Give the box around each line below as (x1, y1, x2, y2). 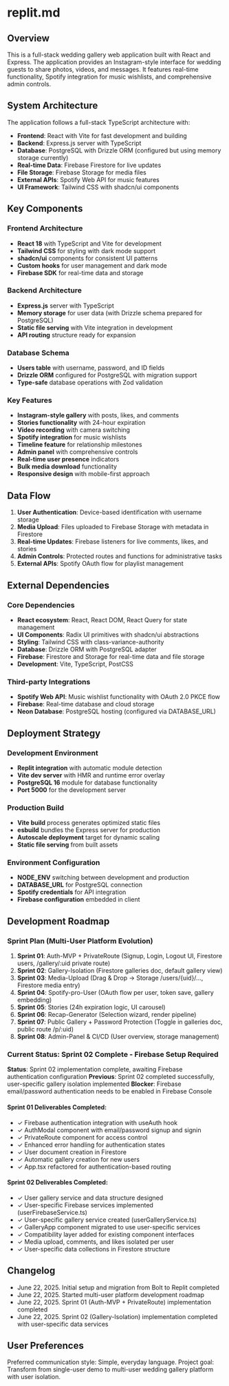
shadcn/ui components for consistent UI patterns (17, 254, 158, 262)
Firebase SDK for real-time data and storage (17, 268, 144, 277)
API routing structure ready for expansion (17, 330, 136, 339)
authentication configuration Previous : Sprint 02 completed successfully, (7, 1073, 215, 1081)
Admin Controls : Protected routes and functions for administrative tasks (17, 552, 222, 560)
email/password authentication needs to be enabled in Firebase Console (7, 1087, 212, 1096)
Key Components (7, 203, 83, 215)
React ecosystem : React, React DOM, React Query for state (17, 615, 188, 624)
